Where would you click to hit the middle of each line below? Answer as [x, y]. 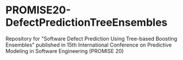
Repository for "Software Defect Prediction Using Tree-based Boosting [91, 38]
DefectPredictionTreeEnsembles [86, 22]
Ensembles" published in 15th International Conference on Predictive [89, 45]
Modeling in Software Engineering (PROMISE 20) [65, 51]
